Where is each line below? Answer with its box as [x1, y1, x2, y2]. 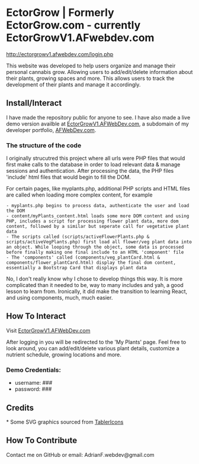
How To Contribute [6, 436, 78, 446]
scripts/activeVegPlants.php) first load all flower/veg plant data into [6, 239, 192, 245]
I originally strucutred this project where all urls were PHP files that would [6, 154, 185, 162]
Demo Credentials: [6, 366, 61, 374]
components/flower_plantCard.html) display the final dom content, [6, 260, 176, 266]
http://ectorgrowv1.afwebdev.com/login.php [6, 50, 114, 57]
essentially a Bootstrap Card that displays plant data [6, 265, 147, 271]
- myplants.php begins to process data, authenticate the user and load [6, 203, 190, 209]
